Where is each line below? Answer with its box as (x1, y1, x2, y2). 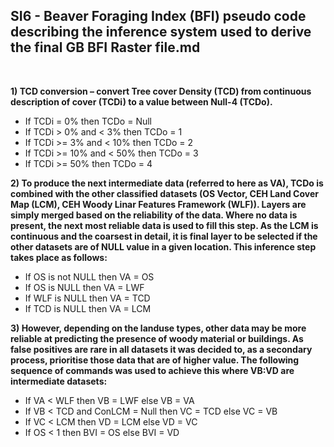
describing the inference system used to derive (10, 24, 312, 41)
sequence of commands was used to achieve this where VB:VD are (10, 364, 295, 376)
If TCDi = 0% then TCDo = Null (24, 115, 152, 127)
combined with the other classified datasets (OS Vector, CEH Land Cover (10, 187, 319, 199)
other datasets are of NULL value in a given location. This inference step (10, 240, 317, 253)
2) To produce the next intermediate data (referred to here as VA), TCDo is (10, 177, 324, 189)
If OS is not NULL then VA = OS (24, 270, 155, 283)
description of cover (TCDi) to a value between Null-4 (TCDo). (10, 95, 273, 108)
